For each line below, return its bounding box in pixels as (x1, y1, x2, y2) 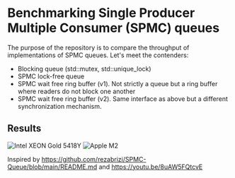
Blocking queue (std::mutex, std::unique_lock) (17, 64, 151, 73)
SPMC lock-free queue (17, 72, 85, 81)
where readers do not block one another (17, 87, 136, 95)
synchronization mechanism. (17, 102, 102, 110)
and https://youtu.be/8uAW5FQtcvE (98, 162, 203, 171)
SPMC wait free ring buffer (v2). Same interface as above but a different (17, 94, 229, 103)
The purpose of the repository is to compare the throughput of (7, 43, 190, 52)
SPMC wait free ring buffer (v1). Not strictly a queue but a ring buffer (17, 79, 218, 88)
